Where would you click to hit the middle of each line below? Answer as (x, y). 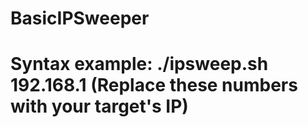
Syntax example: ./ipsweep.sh (139, 64)
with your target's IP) (99, 106)
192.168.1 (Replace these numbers (154, 85)
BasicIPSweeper (80, 18)
